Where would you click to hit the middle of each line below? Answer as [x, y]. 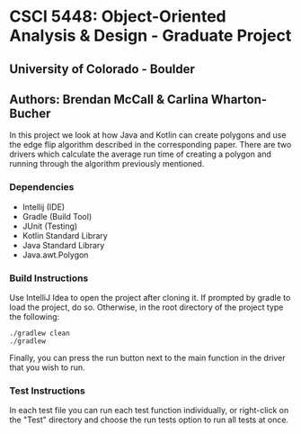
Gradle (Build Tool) [57, 216]
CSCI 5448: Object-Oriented [118, 17]
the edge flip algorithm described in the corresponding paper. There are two [150, 145]
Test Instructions [47, 391]
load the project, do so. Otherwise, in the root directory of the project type [146, 307]
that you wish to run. [47, 367]
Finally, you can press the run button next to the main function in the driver [147, 357]
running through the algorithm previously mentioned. [107, 164]
